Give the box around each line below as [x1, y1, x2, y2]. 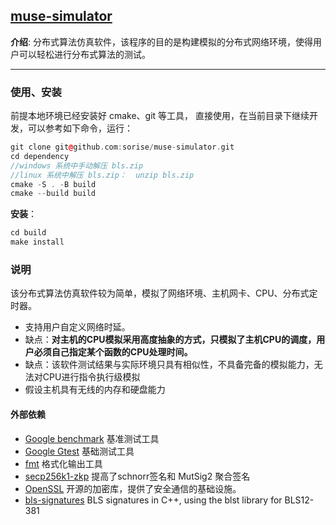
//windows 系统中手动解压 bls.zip [10, 160, 144, 171]
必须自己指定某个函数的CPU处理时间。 [33, 346, 193, 358]
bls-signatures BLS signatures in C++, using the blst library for [24, 494, 283, 506]
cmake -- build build [10, 189, 97, 199]
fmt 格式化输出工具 [24, 457, 103, 469]
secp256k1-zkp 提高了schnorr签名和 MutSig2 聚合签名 [24, 470, 251, 482]
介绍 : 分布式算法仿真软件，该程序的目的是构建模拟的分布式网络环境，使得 [10, 35, 313, 48]
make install [10, 237, 65, 248]
